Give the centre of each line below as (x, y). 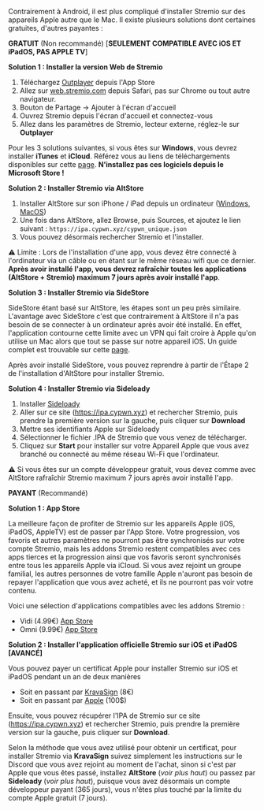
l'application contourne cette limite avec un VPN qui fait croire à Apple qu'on (132, 333)
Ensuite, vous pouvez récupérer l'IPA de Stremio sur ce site (104, 715)
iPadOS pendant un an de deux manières (74, 676)
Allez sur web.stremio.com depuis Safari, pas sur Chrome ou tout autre (135, 91)
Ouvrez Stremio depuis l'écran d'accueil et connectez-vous (116, 116)
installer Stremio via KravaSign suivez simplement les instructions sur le (125, 756)
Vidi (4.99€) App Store (56, 621)
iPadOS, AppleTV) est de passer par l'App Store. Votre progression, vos (124, 532)
